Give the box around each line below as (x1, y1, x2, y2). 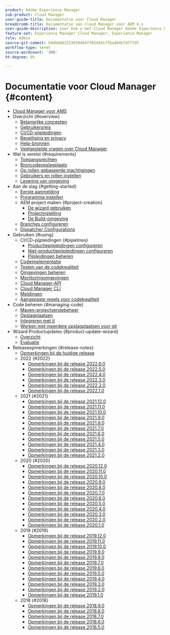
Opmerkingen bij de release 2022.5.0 (27, 366, 105, 372)
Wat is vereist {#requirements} (12, 151, 77, 157)
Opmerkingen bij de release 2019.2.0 (27, 586, 105, 592)
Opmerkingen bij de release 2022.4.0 (27, 371, 106, 377)
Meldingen (20, 291, 43, 297)
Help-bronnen (20, 140, 50, 147)
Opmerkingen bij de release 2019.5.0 (27, 570, 105, 577)
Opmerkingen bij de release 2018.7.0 (27, 613, 104, 620)
